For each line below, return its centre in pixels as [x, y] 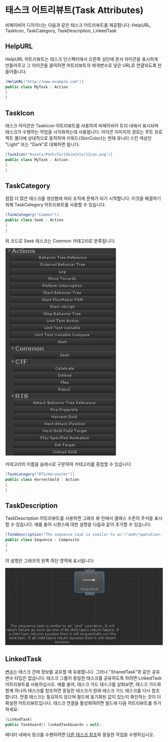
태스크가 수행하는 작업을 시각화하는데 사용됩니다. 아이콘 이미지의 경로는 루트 [79, 132]
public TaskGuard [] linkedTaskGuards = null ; [53, 725]
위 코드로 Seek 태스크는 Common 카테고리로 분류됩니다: [60, 241]
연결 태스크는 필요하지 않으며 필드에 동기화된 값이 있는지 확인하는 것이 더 [90, 697]
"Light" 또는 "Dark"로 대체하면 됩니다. [42, 144]
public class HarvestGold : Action [42, 479]
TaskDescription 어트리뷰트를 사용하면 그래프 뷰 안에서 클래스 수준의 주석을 [79, 518]
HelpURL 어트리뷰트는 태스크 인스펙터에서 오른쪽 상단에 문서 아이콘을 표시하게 [82, 59]
